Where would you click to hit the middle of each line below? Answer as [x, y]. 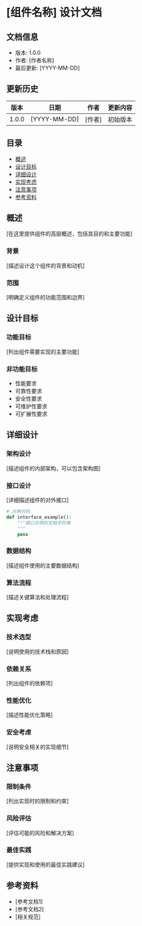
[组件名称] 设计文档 [54, 12]
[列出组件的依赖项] [30, 683]
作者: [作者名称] [35, 60]
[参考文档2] [29, 909]
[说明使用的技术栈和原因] [38, 651]
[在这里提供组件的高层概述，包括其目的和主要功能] [69, 234]
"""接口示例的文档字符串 [44, 523]
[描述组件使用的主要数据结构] [43, 565]
